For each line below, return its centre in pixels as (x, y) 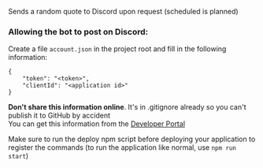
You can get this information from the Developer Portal (97, 124)
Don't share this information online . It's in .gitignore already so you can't (127, 107)
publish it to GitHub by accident (59, 116)
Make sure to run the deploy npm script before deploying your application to (132, 139)
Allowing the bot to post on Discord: (78, 32)
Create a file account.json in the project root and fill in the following (117, 49)
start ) (19, 156)
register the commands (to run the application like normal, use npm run (122, 147)
